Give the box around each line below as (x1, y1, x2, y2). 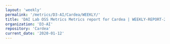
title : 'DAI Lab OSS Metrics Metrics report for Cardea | (5, 17, 130, 22)
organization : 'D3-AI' (5, 21, 53, 27)
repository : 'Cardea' (5, 26, 51, 31)
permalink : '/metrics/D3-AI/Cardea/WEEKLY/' (5, 12, 101, 17)
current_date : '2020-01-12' (5, 31, 65, 36)
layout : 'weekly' (5, 7, 42, 13)
